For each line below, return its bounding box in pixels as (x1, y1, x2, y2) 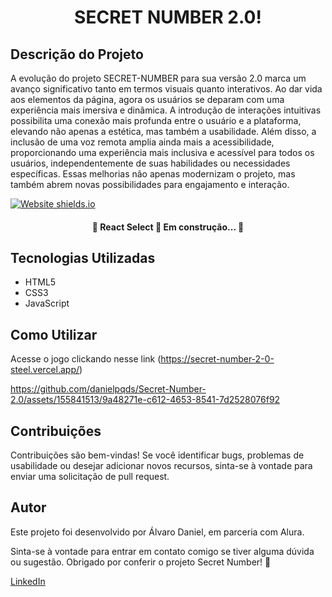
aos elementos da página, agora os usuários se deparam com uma (10, 94, 285, 105)
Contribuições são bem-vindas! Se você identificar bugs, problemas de (10, 449, 305, 461)
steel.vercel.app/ (10, 364, 80, 376)
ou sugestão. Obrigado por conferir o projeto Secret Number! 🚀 (10, 556, 272, 568)
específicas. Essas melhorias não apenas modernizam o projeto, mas (10, 168, 296, 180)
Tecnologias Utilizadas (10, 249, 156, 266)
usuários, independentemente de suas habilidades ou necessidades (10, 157, 291, 169)
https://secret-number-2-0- (160, 353, 275, 365)
